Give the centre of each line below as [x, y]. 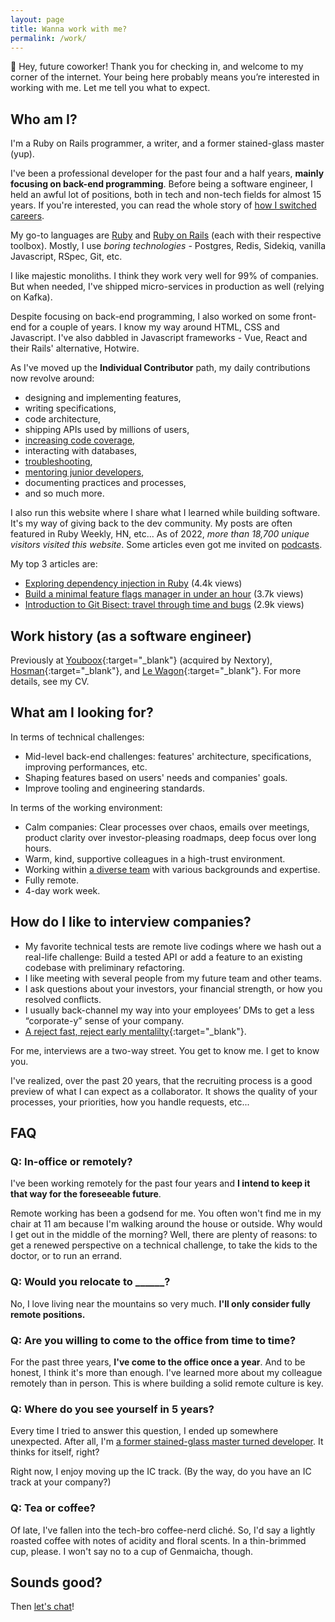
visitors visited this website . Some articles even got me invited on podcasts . [166, 545]
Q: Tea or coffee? [53, 1508]
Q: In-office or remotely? [71, 1161]
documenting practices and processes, [105, 483]
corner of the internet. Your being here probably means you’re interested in [165, 77]
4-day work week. [62, 890]
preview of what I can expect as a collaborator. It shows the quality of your [164, 1091]
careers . [27, 216]
